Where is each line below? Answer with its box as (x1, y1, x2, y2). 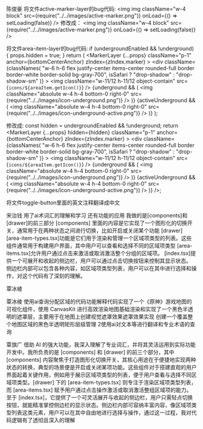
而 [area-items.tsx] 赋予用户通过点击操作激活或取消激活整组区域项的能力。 (6, 386, 192, 393)
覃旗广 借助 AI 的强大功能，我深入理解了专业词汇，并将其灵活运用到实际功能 (6, 341, 196, 348)
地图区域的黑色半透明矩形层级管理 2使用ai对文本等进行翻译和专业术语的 (11, 321, 190, 327)
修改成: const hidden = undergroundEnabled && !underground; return (6, 122, 179, 129)
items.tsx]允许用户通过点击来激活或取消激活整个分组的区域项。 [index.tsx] (6, 250, 191, 257)
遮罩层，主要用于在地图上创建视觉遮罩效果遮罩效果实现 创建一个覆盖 (16, 313, 188, 320)
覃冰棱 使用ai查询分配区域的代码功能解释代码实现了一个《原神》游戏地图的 (6, 298, 192, 305)
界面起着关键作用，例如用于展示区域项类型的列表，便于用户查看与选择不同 (6, 371, 192, 378)
